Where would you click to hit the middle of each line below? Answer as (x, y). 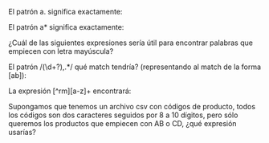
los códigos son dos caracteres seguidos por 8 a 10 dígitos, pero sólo (123, 115)
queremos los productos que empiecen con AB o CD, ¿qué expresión (122, 123)
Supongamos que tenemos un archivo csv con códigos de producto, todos (132, 106)
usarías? (22, 132)
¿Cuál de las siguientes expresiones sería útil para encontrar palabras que (130, 43)
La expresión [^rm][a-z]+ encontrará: (70, 91)
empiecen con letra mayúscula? (61, 51)
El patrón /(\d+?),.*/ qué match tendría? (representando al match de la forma (135, 67)
